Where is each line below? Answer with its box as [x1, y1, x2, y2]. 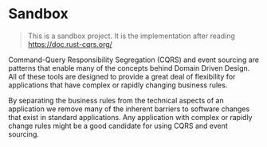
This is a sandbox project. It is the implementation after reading [27, 31, 235, 41]
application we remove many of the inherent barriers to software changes [8, 104, 250, 114]
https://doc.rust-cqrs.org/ [27, 39, 113, 48]
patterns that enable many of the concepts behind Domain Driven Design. [8, 63, 250, 72]
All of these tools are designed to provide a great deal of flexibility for [8, 72, 236, 81]
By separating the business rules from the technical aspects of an [8, 95, 225, 105]
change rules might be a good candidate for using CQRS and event [8, 121, 229, 130]
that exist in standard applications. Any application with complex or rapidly [8, 112, 253, 122]
